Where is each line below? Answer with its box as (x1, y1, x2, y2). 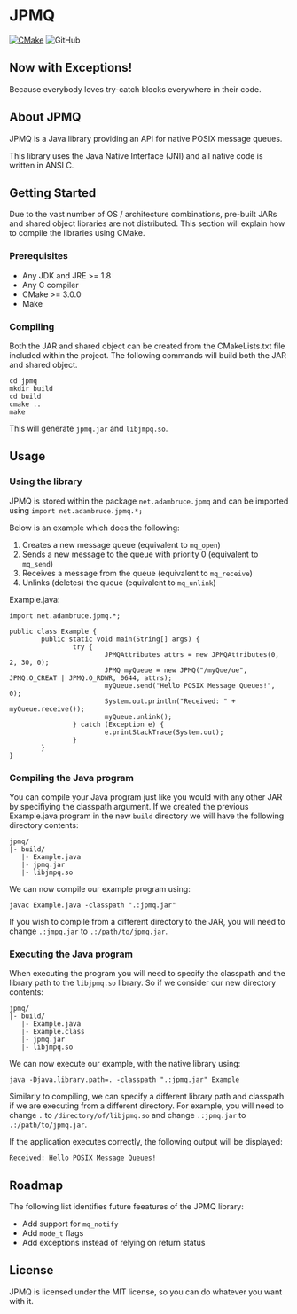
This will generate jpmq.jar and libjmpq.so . (9, 423, 168, 434)
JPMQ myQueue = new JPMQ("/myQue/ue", (104, 666, 248, 675)
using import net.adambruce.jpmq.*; (9, 504, 144, 515)
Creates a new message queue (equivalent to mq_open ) (21, 539, 222, 550)
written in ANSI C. (9, 160, 74, 170)
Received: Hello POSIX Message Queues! (9, 1154, 157, 1162)
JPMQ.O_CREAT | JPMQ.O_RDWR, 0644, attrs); (9, 673, 173, 683)
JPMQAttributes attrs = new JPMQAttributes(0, (104, 650, 279, 659)
